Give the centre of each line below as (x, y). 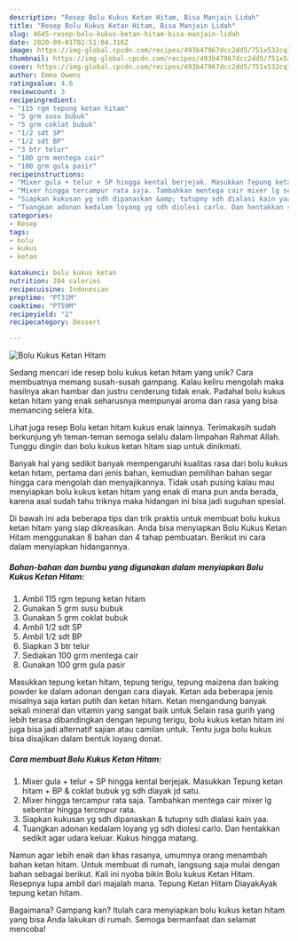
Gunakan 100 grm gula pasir (74, 665)
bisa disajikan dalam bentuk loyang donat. (86, 739)
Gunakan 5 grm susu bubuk (73, 608)
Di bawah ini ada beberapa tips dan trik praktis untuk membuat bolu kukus (145, 518)
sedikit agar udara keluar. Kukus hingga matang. (110, 838)
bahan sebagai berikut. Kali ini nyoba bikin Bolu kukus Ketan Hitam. (132, 874)
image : (21, 51)
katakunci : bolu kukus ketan (63, 273)
